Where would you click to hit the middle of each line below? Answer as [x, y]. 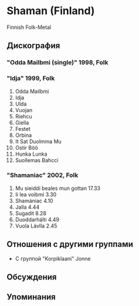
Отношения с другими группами [70, 244]
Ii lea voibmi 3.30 [36, 194]
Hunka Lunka [31, 154]
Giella [22, 123]
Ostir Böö [27, 147]
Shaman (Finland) [51, 11]
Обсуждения [32, 277]
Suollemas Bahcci [37, 160]
